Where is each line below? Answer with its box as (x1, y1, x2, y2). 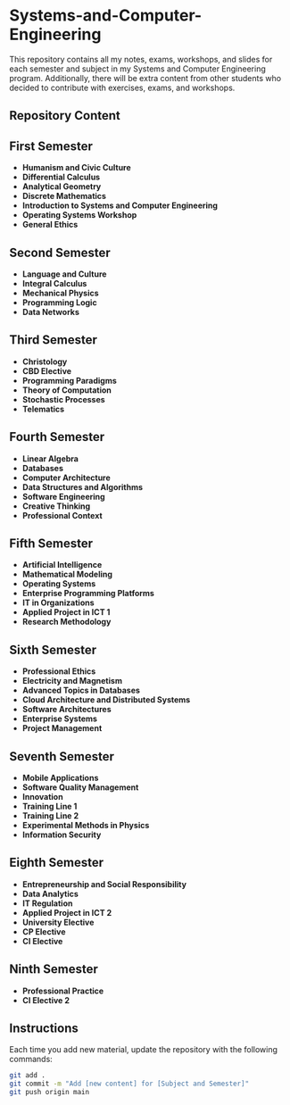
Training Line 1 (21, 801, 78, 812)
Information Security (21, 829, 102, 840)
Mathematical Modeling (21, 569, 113, 580)
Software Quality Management (21, 782, 139, 793)
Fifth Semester (9, 536, 94, 551)
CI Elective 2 (21, 994, 70, 1005)
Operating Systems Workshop (21, 210, 137, 220)
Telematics (21, 403, 65, 414)
